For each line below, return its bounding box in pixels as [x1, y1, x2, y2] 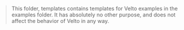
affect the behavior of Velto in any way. [11, 18, 110, 24]
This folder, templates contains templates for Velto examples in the [11, 5, 178, 12]
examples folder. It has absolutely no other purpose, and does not [11, 11, 176, 18]
